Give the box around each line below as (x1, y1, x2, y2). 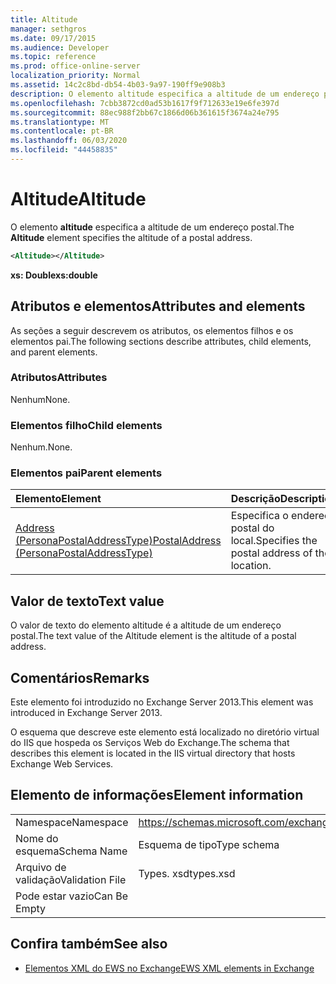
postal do (230, 521, 275, 535)
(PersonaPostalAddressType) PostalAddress (15, 534, 222, 548)
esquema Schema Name (15, 844, 128, 858)
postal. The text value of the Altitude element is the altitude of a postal (10, 630, 297, 642)
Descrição (230, 492, 281, 506)
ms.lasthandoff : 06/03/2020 (10, 136, 128, 146)
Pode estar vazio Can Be (15, 889, 128, 903)
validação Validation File (15, 872, 127, 886)
